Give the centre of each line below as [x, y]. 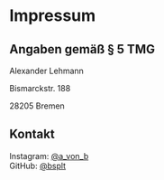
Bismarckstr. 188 [40, 88]
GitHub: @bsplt [37, 166]
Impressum [53, 16]
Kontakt [32, 134]
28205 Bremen [37, 106]
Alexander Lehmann [46, 71]
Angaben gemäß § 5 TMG [82, 49]
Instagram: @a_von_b [49, 156]
